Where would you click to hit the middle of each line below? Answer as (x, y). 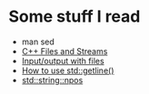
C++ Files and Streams (65, 51)
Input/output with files (63, 61)
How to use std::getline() (68, 70)
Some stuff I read (74, 17)
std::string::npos (52, 80)
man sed (38, 42)
